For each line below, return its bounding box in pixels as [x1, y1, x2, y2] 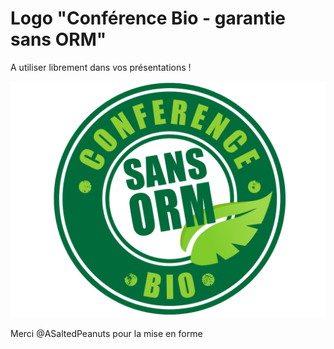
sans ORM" [10, 28, 107, 51]
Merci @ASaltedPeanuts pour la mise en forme [10, 327, 203, 339]
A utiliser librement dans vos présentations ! [10, 61, 192, 73]
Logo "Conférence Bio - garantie [10, 7, 286, 30]
